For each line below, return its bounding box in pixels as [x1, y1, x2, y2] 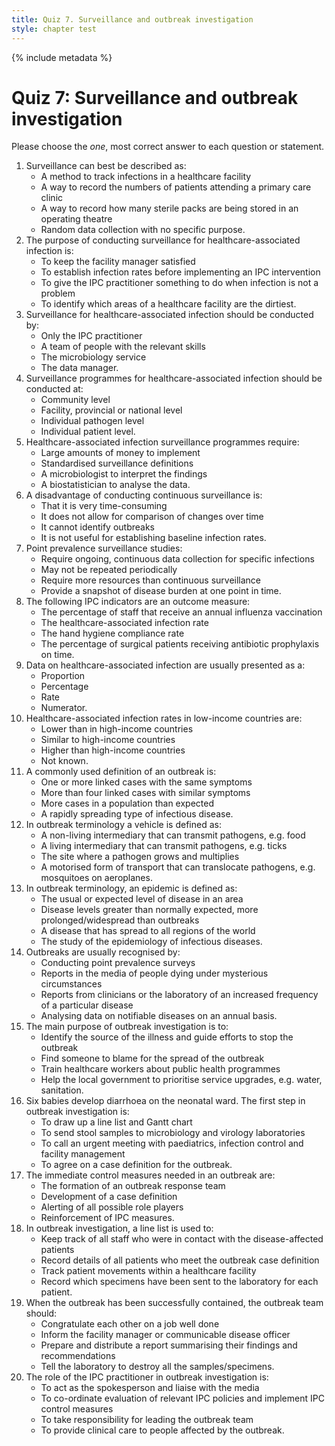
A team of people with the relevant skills [40, 341, 206, 353]
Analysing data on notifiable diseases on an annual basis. [40, 1010, 278, 1022]
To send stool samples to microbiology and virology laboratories [40, 1127, 306, 1139]
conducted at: [25, 383, 84, 395]
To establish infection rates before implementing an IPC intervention [40, 266, 321, 278]
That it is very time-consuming [40, 500, 168, 512]
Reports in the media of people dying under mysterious [40, 967, 269, 980]
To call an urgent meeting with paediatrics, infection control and [40, 1137, 304, 1150]
